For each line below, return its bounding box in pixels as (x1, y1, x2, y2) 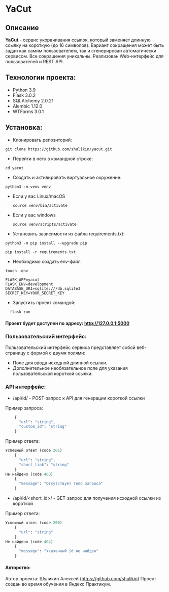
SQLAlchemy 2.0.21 (12, 97, 54, 103)
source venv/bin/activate (12, 203, 67, 208)
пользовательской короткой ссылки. (12, 370, 93, 377)
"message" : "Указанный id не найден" (18, 549, 99, 554)
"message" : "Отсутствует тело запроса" (18, 481, 103, 487)
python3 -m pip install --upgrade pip (5, 240, 87, 246)
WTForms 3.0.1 (12, 108, 44, 115)
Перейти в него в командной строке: (12, 155, 93, 162)
